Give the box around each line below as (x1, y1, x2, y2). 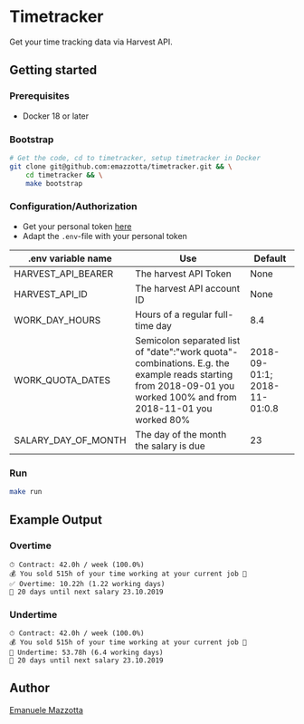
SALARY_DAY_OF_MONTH (14, 433, 127, 446)
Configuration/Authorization (9, 200, 138, 213)
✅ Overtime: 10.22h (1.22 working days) (9, 579, 166, 588)
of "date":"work (135, 345, 202, 358)
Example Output (9, 512, 102, 527)
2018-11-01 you (135, 401, 213, 414)
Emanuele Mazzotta (9, 704, 83, 715)
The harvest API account (135, 282, 241, 294)
